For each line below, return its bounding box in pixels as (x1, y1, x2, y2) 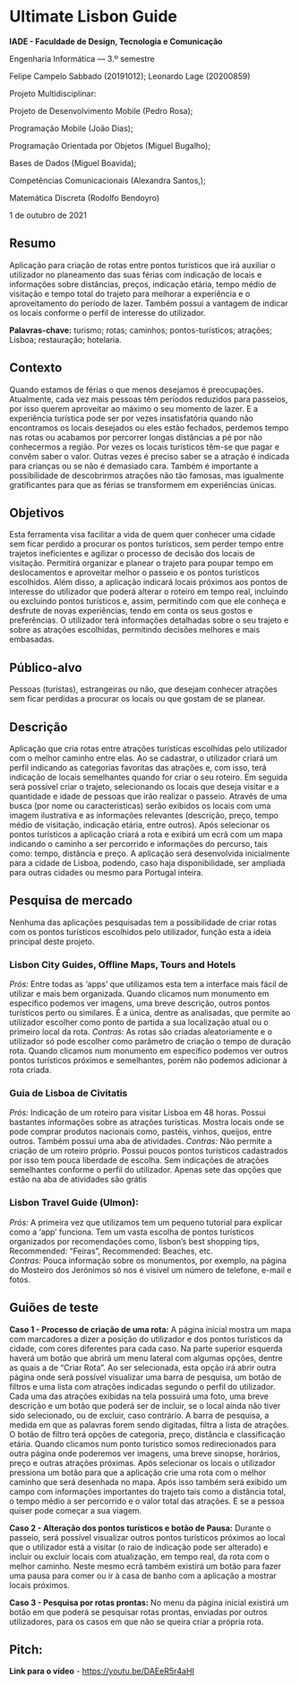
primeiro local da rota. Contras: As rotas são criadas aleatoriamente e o (9, 1026, 273, 1037)
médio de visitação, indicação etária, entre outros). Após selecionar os (9, 819, 270, 830)
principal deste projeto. (9, 936, 96, 947)
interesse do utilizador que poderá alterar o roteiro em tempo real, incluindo (9, 586, 288, 598)
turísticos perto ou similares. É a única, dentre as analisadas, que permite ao (9, 1008, 291, 1018)
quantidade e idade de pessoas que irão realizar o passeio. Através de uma (9, 791, 287, 801)
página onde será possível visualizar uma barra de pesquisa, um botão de (9, 1371, 282, 1383)
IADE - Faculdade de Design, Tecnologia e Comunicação (9, 36, 223, 47)
